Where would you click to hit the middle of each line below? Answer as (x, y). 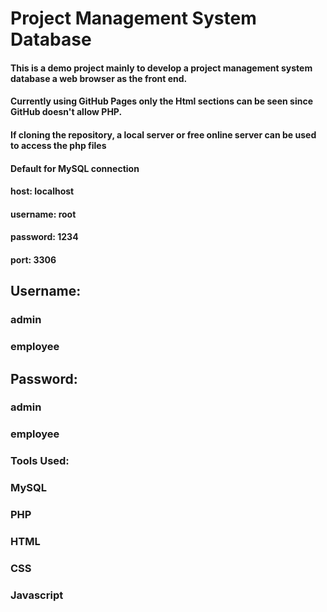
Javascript (37, 595)
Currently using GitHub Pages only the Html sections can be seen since (161, 101)
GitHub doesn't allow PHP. (66, 112)
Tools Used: (40, 461)
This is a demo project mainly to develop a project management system (161, 68)
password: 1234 (44, 237)
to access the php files (58, 145)
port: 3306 (33, 259)
